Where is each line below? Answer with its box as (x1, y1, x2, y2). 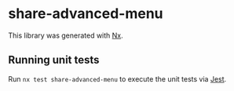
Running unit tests (8, 53, 100, 67)
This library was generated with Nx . (8, 31, 123, 40)
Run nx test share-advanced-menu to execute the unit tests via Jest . (8, 74, 227, 83)
